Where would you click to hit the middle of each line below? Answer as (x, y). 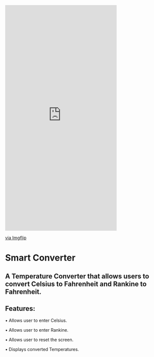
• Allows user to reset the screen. (39, 340)
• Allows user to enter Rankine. (37, 330)
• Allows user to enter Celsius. (36, 321)
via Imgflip (16, 238)
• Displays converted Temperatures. (42, 350)
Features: (20, 309)
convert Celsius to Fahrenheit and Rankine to (76, 284)
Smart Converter (40, 258)
